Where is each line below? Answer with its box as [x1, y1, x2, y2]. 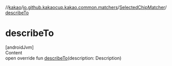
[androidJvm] [5, 44, 34, 50]
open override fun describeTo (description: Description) [5, 55, 122, 61]
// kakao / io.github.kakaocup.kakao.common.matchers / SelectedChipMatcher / [5, 5, 167, 10]
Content [5, 49, 23, 55]
